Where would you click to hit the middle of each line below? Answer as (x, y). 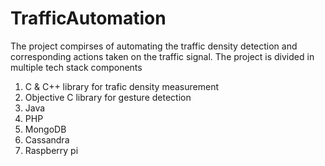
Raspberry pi (51, 150)
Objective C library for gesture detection (108, 97)
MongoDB (45, 129)
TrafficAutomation (88, 18)
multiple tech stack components (76, 67)
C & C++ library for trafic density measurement (121, 86)
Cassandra (47, 139)
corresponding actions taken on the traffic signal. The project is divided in (162, 56)
